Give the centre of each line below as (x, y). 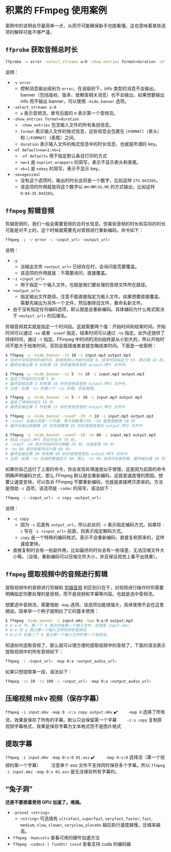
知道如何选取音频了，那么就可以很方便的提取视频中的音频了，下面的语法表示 (85, 645)
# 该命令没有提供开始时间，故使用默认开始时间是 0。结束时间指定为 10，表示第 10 (81, 360)
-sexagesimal (26, 175)
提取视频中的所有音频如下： (34, 652)
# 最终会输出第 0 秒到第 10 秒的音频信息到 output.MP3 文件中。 (67, 365)
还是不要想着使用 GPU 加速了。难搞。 (45, 802)
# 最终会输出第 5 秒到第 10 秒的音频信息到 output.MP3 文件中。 (67, 383)
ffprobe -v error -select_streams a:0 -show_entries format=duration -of (85, 62)
